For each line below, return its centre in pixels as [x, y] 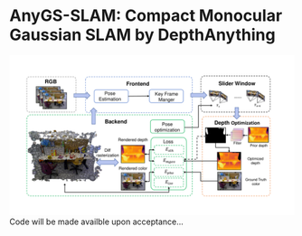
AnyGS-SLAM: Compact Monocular [146, 16]
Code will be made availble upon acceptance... [96, 222]
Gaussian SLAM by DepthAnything [142, 35]
